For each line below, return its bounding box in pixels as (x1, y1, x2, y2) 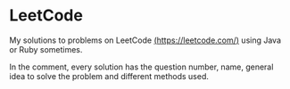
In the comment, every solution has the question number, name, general (9, 61, 274, 72)
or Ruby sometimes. (9, 44, 83, 54)
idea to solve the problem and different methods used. (9, 70, 210, 81)
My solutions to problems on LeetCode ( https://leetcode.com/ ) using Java (9, 35, 282, 45)
